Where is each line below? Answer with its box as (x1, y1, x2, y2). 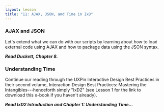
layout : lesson (5, 7, 36, 12)
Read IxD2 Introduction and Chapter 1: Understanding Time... (5, 102, 134, 108)
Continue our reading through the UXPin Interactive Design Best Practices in (5, 76, 160, 83)
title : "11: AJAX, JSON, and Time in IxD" (5, 12, 93, 17)
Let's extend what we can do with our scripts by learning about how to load (5, 38, 158, 44)
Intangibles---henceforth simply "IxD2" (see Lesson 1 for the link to (5, 87, 141, 93)
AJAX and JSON (5, 28, 45, 35)
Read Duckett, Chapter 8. (5, 53, 58, 59)
